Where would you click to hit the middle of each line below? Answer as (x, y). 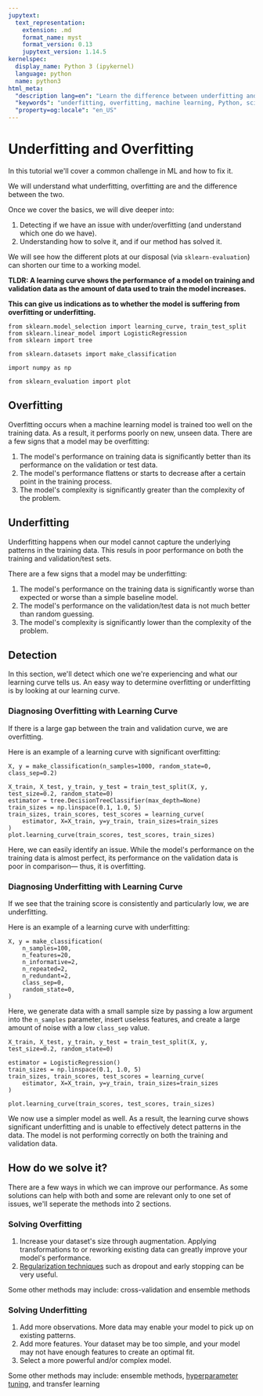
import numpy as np (40, 367)
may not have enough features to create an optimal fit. (107, 1352)
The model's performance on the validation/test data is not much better (135, 605)
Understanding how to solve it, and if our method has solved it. (121, 241)
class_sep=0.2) (33, 773)
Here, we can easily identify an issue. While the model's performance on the (131, 850)
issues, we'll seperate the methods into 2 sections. (90, 1204)
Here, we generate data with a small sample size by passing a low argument (130, 1010)
